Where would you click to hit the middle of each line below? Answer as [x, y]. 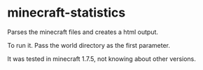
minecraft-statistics [66, 13]
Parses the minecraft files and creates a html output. [83, 32]
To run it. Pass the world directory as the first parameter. [89, 45]
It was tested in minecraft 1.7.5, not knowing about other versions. [101, 59]
